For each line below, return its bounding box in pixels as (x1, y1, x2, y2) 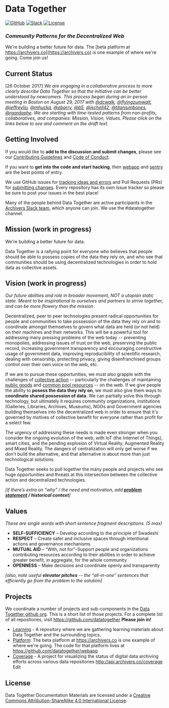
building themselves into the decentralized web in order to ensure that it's (5, 409, 158, 415)
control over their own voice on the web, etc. (5, 362, 98, 368)
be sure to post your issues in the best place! (5, 189, 99, 195)
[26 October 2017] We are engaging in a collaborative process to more (5, 83, 153, 89)
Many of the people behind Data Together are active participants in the (5, 200, 153, 206)
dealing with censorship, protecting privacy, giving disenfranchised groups (5, 356, 161, 362)
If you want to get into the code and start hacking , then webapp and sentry (5, 164, 163, 170)
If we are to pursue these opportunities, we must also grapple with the (5, 371, 151, 377)
